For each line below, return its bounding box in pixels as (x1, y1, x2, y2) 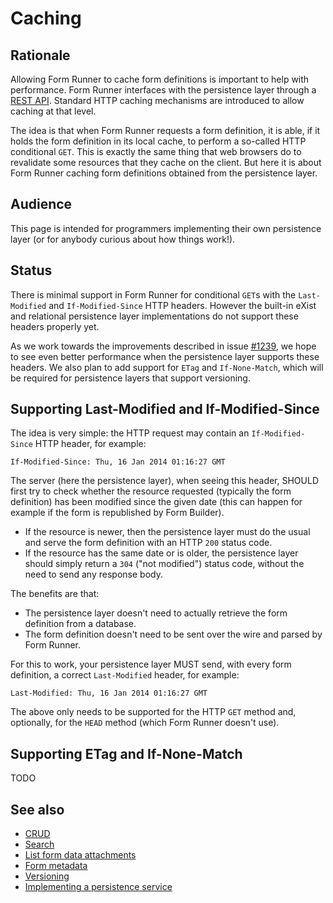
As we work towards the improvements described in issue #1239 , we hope (10, 340, 317, 352)
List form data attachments (24, 849, 137, 861)
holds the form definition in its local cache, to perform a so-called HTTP (10, 135, 307, 147)
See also (10, 801, 65, 818)
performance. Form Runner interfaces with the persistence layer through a (10, 84, 317, 96)
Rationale (10, 47, 71, 64)
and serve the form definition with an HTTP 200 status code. (24, 537, 273, 549)
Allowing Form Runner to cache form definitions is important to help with (10, 73, 310, 85)
